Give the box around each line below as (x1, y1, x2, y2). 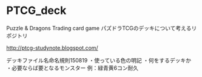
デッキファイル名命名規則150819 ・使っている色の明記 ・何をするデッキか (6, 56, 192, 64)
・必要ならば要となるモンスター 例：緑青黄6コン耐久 (6, 64, 138, 72)
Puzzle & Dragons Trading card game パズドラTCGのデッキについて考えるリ (6, 24, 197, 32)
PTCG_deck (6, 4, 67, 18)
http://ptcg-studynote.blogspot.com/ (6, 44, 98, 52)
